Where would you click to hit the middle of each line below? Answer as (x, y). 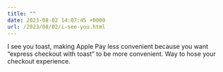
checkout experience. (39, 62)
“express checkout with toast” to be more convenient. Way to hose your (112, 54)
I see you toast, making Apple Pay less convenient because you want (108, 47)
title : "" (22, 14)
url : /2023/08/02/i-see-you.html (56, 27)
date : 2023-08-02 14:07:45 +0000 (56, 20)
